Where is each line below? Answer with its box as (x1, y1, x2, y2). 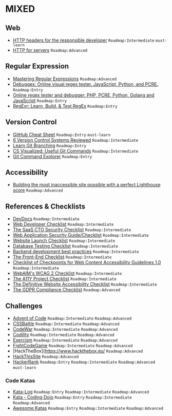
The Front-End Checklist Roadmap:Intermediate (12, 254, 112, 260)
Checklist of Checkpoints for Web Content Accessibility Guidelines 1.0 (12, 259, 161, 266)
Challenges (5, 301, 43, 310)
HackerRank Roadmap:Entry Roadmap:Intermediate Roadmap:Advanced (12, 359, 156, 365)
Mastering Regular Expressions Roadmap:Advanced (12, 75, 117, 82)
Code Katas (5, 377, 35, 384)
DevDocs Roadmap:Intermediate (12, 216, 80, 222)
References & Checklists (5, 202, 86, 211)
